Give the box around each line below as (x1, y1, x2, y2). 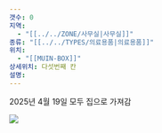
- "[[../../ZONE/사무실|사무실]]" (17, 29, 134, 38)
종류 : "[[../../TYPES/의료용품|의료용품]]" (9, 37, 154, 47)
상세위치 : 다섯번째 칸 (9, 63, 77, 72)
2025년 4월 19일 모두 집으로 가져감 (9, 96, 132, 106)
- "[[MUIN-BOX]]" (17, 54, 82, 63)
